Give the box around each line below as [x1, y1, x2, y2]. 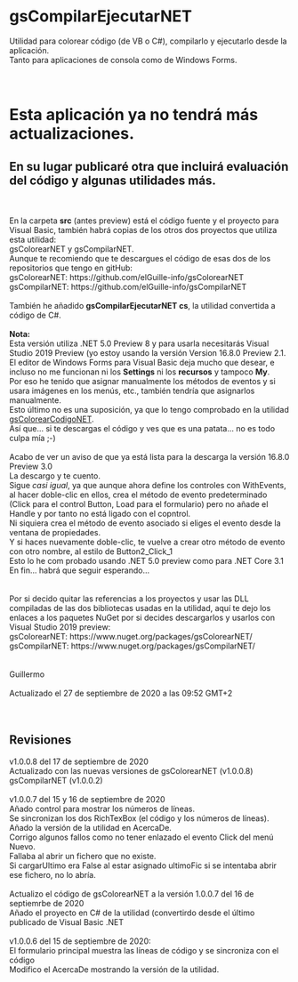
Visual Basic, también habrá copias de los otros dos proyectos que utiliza [9, 224, 278, 235]
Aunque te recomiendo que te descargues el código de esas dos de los [9, 253, 271, 263]
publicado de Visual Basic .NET [9, 916, 125, 927]
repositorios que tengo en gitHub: [9, 262, 133, 273]
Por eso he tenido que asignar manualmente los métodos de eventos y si [9, 375, 276, 386]
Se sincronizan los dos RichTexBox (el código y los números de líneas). [9, 812, 270, 824]
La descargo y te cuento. [9, 470, 101, 481]
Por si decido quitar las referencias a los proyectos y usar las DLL [9, 593, 249, 604]
